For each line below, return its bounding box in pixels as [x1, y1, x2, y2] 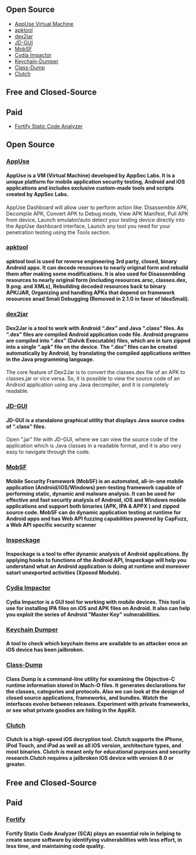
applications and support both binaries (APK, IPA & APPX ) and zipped [6, 502, 180, 510]
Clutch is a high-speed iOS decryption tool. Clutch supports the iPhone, [6, 736, 184, 743]
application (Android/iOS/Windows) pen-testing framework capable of [6, 484, 182, 491]
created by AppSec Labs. [6, 190, 69, 197]
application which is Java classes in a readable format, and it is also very [6, 442, 181, 449]
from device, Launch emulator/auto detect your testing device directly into [6, 216, 185, 223]
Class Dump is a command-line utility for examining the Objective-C [6, 675, 176, 682]
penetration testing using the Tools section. [6, 228, 111, 235]
